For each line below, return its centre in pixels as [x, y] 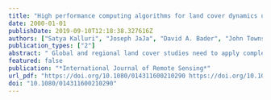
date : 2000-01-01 [38, 23]
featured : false [35, 61]
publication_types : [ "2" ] [52, 46]
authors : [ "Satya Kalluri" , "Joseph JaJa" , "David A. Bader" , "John [126, 38]
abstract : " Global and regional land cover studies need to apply [124, 53]
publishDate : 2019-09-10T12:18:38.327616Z [81, 31]
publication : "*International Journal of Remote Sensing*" [110, 69]
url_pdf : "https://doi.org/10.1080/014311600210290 [97, 76]
